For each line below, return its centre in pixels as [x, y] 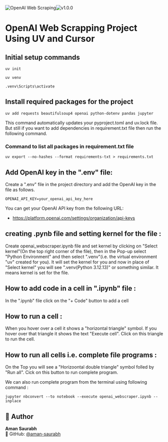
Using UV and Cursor [50, 39]
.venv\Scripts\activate [30, 86]
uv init [13, 69]
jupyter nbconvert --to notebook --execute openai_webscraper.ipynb [78, 397]
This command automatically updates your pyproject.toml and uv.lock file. [81, 123]
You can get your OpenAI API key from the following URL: [64, 208]
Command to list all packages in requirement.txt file [70, 146]
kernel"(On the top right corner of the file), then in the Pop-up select [76, 251]
